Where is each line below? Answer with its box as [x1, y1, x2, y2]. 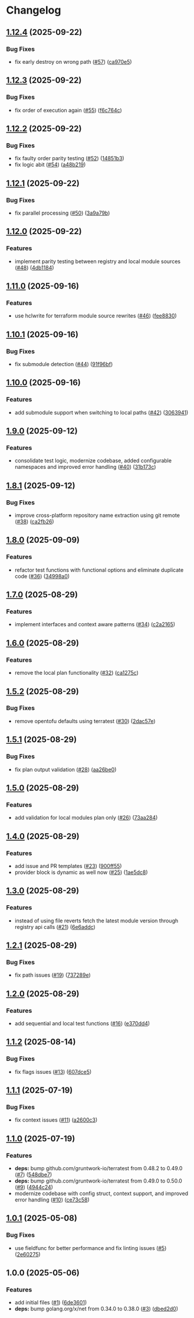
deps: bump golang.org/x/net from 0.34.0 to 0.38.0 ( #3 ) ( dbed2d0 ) [14, 1305, 179, 1313]
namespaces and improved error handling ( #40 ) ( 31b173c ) [14, 464, 156, 471]
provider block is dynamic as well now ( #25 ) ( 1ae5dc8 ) [14, 869, 149, 876]
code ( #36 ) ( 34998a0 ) [14, 572, 70, 579]
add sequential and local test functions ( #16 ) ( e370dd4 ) [14, 1019, 150, 1026]
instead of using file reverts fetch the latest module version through [14, 917, 179, 924]
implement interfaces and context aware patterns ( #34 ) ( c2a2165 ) [14, 621, 176, 628]
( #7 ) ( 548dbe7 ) [14, 1171, 52, 1178]
